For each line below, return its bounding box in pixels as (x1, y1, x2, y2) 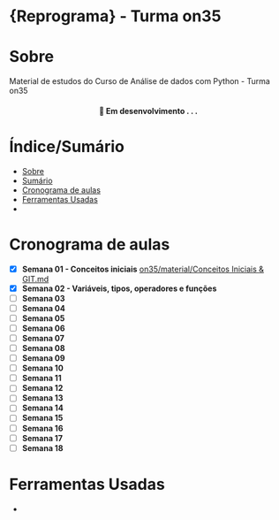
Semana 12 (21, 383, 64, 394)
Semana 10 (21, 363, 64, 373)
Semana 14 (21, 402, 64, 413)
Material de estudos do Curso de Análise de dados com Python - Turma (9, 76, 271, 87)
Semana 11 (21, 373, 62, 384)
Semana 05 (21, 312, 65, 324)
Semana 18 (21, 442, 64, 453)
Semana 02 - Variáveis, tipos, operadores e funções (21, 283, 217, 294)
